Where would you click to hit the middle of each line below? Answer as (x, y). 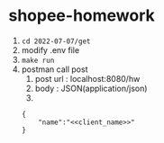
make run (38, 60)
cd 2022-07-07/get (56, 41)
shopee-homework (82, 16)
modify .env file (50, 49)
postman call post (55, 69)
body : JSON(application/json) (91, 88)
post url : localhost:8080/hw (87, 78)
